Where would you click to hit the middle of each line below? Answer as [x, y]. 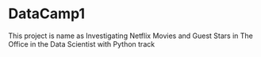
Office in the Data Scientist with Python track [82, 44]
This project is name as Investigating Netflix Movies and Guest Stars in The [131, 36]
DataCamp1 [47, 14]
